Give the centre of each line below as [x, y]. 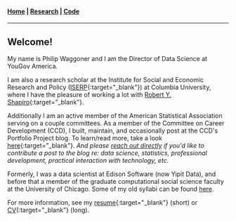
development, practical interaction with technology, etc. [88, 161]
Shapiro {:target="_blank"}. [46, 102]
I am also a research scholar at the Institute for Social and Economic [106, 80]
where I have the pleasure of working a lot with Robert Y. [90, 95]
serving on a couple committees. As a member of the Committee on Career [116, 123]
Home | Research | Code [44, 11]
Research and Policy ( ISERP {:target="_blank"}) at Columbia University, [109, 87]
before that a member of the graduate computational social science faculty [116, 182]
